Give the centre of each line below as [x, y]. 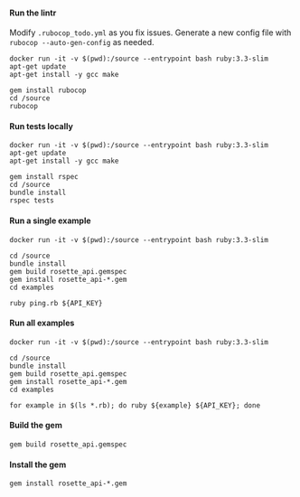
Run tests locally [42, 126]
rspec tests [32, 201]
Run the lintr [33, 13]
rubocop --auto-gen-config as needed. [82, 42]
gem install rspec [44, 177]
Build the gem [36, 426]
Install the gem [38, 464]
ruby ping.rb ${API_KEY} [56, 303]
